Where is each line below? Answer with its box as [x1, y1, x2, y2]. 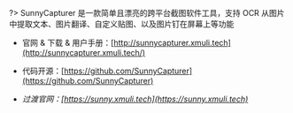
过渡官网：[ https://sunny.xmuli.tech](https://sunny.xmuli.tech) [21, 94, 249, 104]
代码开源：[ [21, 65, 65, 76]
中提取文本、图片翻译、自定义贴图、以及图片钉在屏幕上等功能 [9, 19, 235, 29]
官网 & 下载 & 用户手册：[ [21, 38, 114, 48]
